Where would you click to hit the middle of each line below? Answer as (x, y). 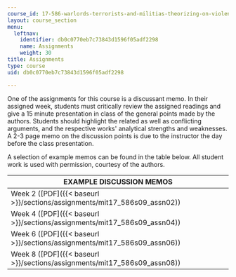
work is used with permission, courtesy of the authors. (86, 164)
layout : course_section (42, 20)
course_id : (23, 14)
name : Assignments (47, 46)
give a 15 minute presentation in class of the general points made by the (111, 114)
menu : (15, 27)
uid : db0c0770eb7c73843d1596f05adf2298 (66, 72)
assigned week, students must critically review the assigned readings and (114, 106)
